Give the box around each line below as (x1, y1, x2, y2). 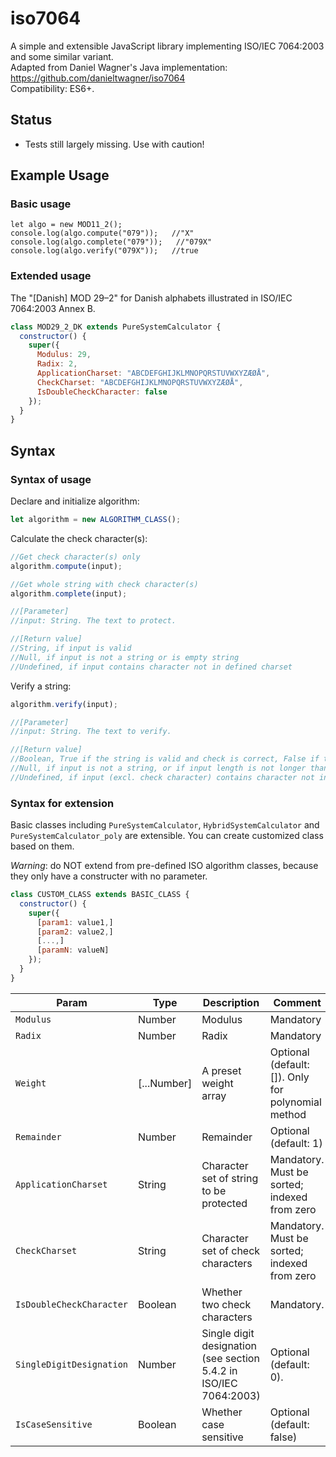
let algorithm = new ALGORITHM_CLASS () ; (10, 515, 182, 525)
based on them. (10, 840, 75, 852)
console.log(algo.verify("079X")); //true (10, 246, 199, 256)
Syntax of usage (10, 472, 92, 486)
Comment (273, 995, 322, 1009)
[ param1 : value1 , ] (36, 917, 114, 927)
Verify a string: (10, 680, 72, 692)
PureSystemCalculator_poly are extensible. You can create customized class (10, 830, 324, 842)
